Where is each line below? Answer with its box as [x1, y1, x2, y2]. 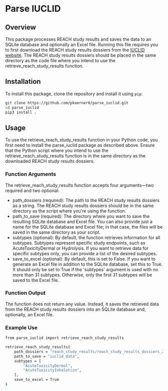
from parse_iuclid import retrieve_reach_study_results [5, 335, 124, 341]
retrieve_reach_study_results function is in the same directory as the [5, 153, 146, 159]
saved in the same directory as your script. [12, 229, 101, 235]
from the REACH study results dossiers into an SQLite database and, [5, 306, 146, 312]
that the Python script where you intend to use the [5, 147, 108, 153]
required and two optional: [5, 187, 60, 193]
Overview [5, 23, 36, 32]
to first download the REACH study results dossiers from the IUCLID [5, 47, 145, 53]
